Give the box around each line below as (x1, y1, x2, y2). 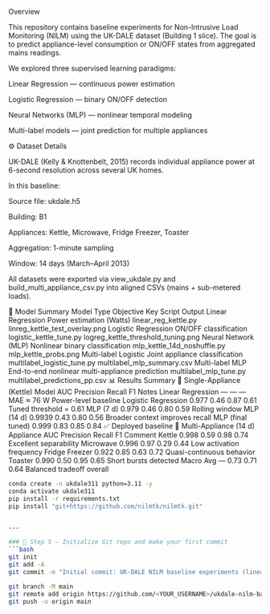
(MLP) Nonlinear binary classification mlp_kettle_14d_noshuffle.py (8, 341, 226, 350)
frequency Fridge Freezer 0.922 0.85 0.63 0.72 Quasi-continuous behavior (8, 447, 256, 457)
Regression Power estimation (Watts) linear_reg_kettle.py (8, 315, 198, 324)
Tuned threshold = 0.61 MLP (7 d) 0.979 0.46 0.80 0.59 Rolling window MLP (8, 405, 260, 413)
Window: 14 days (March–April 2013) (8, 258, 130, 268)
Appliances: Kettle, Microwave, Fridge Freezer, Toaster (8, 228, 190, 237)
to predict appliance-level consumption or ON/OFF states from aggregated (8, 39, 256, 49)
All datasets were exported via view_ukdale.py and (8, 274, 176, 283)
